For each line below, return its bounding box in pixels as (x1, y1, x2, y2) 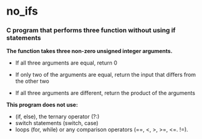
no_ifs (6, 4, 39, 18)
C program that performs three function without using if (6, 26, 176, 35)
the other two (15, 77, 50, 85)
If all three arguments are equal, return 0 (15, 59, 118, 66)
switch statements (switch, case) (15, 119, 99, 127)
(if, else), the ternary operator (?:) (15, 113, 100, 120)
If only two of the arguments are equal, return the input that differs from (15, 71, 196, 79)
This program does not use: (6, 101, 78, 109)
